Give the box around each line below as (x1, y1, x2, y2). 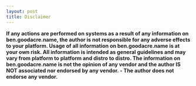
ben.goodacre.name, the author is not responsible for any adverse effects (6, 36, 191, 43)
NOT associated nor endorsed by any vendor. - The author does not (6, 67, 174, 74)
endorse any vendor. (6, 73, 58, 80)
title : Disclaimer (6, 14, 51, 20)
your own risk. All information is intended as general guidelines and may (6, 48, 186, 55)
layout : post (6, 8, 38, 15)
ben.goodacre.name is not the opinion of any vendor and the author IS (6, 60, 181, 67)
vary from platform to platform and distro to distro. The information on (6, 55, 181, 62)
